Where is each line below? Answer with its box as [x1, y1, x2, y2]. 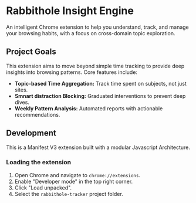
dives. [14, 99, 29, 106]
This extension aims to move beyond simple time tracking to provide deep [6, 62, 185, 69]
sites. [14, 86, 28, 93]
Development [6, 128, 57, 138]
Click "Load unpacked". [14, 184, 72, 191]
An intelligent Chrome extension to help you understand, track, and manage [6, 23, 189, 31]
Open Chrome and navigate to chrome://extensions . [14, 171, 141, 178]
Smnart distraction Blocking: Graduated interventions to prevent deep [14, 92, 186, 99]
